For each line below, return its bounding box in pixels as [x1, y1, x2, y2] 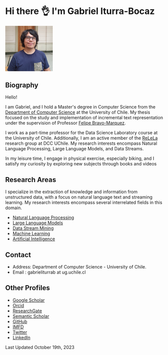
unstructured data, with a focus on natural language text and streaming [5, 194, 152, 200]
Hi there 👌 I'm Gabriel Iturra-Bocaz [5, 6, 155, 17]
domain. [5, 205, 22, 211]
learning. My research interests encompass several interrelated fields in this [5, 200, 162, 206]
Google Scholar [12, 297, 45, 303]
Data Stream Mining [12, 225, 54, 231]
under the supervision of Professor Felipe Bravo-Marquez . [5, 120, 126, 126]
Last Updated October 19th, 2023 [5, 344, 74, 350]
